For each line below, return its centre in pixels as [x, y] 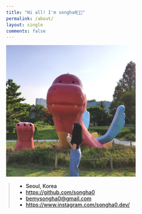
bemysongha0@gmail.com [59, 198]
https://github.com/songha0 [60, 192]
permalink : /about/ [30, 18]
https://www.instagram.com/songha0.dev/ [78, 205]
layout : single [25, 25]
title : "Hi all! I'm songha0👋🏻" [45, 12]
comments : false [26, 31]
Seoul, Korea [41, 186]
